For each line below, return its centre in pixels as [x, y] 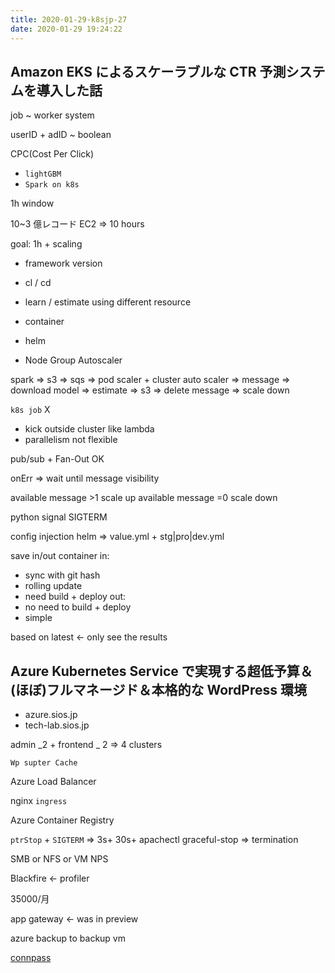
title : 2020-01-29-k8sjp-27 [69, 19]
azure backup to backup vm [68, 938]
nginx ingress [39, 801]
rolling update [53, 586]
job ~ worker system [52, 115]
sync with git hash [62, 575]
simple [38, 618]
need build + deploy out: [75, 597]
